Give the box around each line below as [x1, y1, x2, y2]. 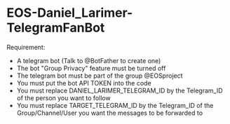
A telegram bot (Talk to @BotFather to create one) [16, 56, 161, 64]
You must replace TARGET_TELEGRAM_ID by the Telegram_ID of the [16, 101, 214, 109]
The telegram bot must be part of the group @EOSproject [16, 71, 183, 80]
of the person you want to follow [16, 93, 111, 102]
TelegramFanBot [6, 20, 105, 36]
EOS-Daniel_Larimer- [6, 5, 133, 21]
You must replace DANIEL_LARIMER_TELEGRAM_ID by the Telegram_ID [16, 86, 223, 95]
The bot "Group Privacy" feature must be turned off [16, 64, 166, 72]
